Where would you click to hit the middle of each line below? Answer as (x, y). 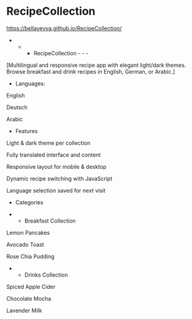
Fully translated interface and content (54, 155)
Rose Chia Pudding (30, 256)
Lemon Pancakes (28, 233)
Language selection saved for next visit (56, 190)
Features (26, 131)
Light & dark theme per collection (48, 143)
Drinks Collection (46, 275)
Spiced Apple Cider (31, 286)
